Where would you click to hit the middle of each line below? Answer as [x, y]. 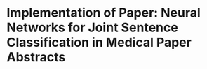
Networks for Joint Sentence [92, 28]
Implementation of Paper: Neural [103, 13]
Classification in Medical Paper [99, 43]
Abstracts [36, 58]
